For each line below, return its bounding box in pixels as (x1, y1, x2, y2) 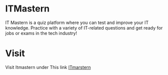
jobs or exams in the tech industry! (5, 30, 77, 36)
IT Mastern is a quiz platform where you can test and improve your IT (5, 19, 149, 25)
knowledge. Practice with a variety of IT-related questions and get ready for (5, 24, 163, 30)
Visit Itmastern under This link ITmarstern (5, 64, 91, 70)
